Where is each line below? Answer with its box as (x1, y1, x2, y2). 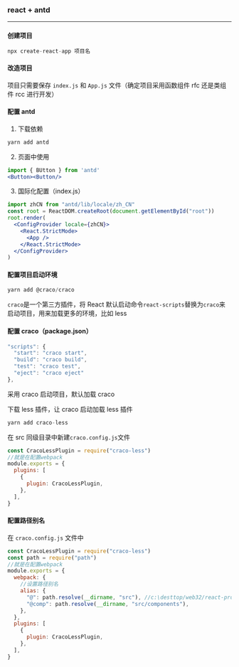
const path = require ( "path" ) (7, 554, 97, 561)
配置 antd (7, 107, 36, 116)
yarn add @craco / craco (7, 287, 75, 294)
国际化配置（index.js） (17, 187, 85, 196)
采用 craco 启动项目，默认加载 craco (7, 390, 115, 398)
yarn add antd (7, 139, 50, 146)
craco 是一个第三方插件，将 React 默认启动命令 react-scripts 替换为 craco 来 (7, 300, 226, 309)
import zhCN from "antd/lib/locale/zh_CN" (7, 201, 135, 208)
